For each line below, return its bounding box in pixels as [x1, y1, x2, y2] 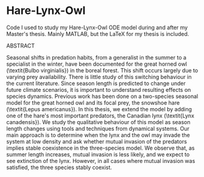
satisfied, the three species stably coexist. [6, 164, 113, 171]
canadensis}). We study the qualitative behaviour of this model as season [6, 118, 191, 125]
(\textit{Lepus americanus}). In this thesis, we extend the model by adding [6, 105, 192, 113]
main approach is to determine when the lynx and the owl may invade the [6, 131, 191, 139]
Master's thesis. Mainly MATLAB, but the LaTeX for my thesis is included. [6, 30, 189, 37]
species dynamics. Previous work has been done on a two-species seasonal [6, 92, 199, 100]
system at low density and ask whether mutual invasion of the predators [6, 137, 188, 145]
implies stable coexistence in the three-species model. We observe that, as [6, 144, 195, 151]
